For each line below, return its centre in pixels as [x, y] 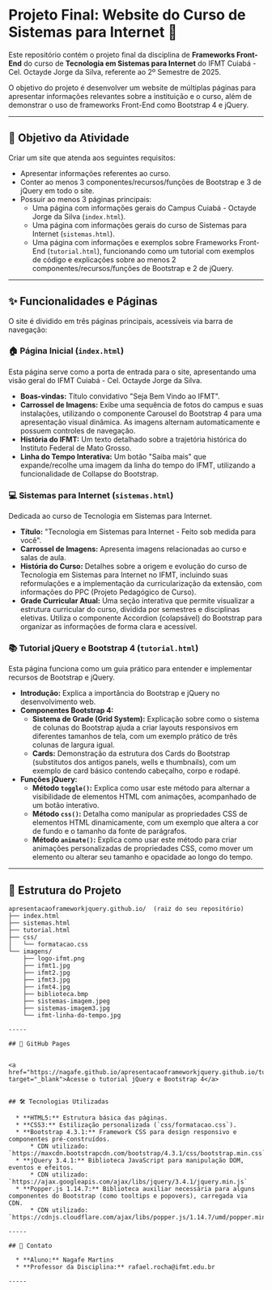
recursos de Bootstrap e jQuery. [62, 677]
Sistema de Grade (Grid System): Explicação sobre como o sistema [146, 719]
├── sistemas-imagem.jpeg [67, 1001]
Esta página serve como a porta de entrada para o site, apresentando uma [132, 372]
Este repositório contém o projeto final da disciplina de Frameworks [122, 54]
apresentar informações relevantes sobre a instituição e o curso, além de [130, 96]
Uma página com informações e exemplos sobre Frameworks [134, 242]
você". [31, 541]
